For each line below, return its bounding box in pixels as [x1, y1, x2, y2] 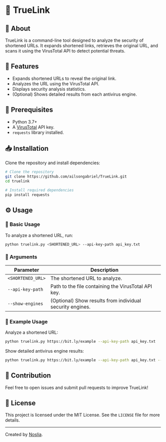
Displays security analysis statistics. [12, 86, 86, 92]
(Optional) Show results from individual [50, 297, 141, 304]
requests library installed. [12, 129, 64, 135]
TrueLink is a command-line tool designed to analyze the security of [5, 37, 144, 43]
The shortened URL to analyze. [50, 275, 123, 282]
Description [90, 266, 119, 273]
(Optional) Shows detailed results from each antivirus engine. [12, 91, 137, 97]
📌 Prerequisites [5, 106, 53, 114]
